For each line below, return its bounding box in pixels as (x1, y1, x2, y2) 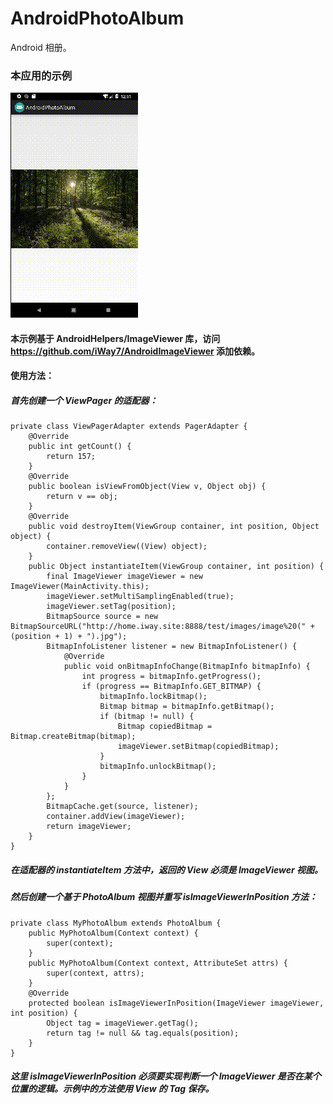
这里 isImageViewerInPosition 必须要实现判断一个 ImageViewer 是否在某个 (10, 1070, 322, 1082)
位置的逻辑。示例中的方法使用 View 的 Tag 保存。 (10, 1083, 215, 1095)
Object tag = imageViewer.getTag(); (46, 1018, 199, 1028)
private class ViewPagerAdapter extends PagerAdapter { (10, 422, 248, 432)
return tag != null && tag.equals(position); (46, 1028, 240, 1038)
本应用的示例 (10, 68, 73, 82)
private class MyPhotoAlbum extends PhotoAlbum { (10, 918, 222, 928)
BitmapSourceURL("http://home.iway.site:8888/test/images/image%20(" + (10, 622, 315, 632)
